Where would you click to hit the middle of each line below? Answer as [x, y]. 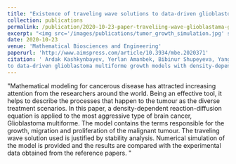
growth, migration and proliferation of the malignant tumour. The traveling [113, 130]
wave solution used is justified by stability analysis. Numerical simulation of [116, 138]
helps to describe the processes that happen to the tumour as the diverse [113, 101]
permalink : [23, 27]
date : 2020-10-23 [33, 40]
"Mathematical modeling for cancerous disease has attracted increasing [112, 86]
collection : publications [45, 20]
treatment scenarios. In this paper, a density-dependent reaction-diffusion [115, 108]
